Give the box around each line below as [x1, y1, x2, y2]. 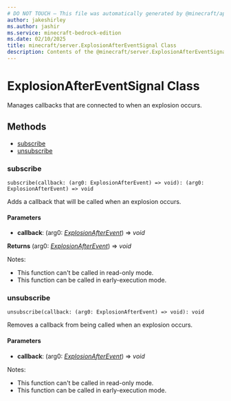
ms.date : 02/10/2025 [7, 36, 67, 43]
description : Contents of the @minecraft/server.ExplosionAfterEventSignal [7, 49, 229, 56]
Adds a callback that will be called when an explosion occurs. [7, 197, 181, 205]
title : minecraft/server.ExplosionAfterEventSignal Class [7, 42, 177, 49]
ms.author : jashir [7, 23, 60, 30]
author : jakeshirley [7, 17, 67, 23]
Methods [7, 121, 47, 133]
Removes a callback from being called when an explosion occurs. [7, 321, 193, 329]
